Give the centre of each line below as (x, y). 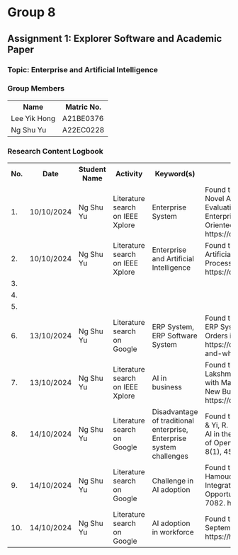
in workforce (173, 532)
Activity (129, 174)
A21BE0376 (83, 118)
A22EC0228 (84, 130)
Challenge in (173, 481)
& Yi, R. (217, 425)
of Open (219, 443)
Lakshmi (219, 374)
